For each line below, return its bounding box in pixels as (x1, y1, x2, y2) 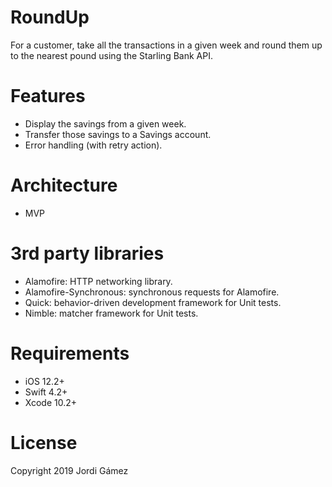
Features (10, 85, 86, 108)
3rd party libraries (10, 242, 165, 265)
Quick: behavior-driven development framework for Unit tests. (24, 296, 282, 308)
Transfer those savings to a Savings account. (24, 128, 212, 140)
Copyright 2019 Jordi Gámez (10, 464, 129, 476)
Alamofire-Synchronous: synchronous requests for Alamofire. (24, 286, 280, 298)
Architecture (10, 174, 118, 197)
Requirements (10, 342, 130, 365)
